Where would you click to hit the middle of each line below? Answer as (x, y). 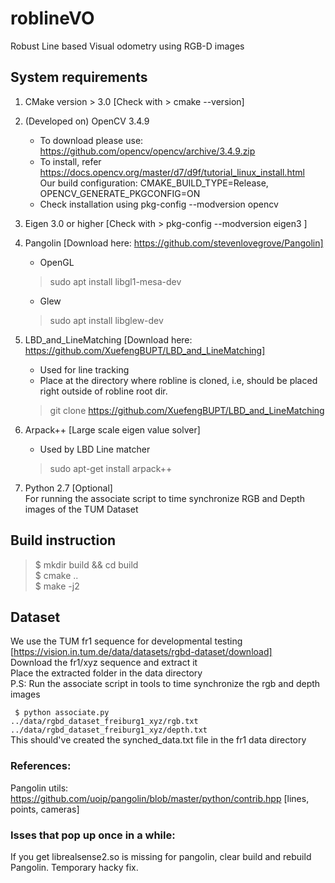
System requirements (79, 77)
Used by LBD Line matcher (95, 449)
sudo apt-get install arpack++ (111, 468)
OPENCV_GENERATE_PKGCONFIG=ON (120, 193)
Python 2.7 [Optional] (68, 488)
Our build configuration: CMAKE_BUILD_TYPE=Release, (154, 183)
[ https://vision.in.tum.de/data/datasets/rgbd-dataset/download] (141, 652)
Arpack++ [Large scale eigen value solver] (112, 429)
